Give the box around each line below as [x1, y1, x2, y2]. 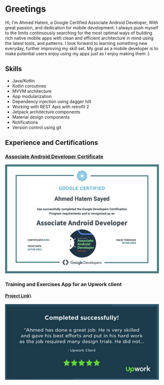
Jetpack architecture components [12, 109, 81, 115]
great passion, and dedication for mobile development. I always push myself [5, 24, 159, 30]
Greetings [5, 3, 46, 15]
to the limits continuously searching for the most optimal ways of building [5, 30, 153, 36]
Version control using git [12, 124, 61, 130]
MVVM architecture [12, 88, 52, 94]
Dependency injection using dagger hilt [12, 99, 92, 104]
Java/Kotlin [12, 78, 35, 83]
